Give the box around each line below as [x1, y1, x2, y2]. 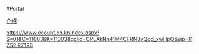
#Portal [6, 5, 24, 12]
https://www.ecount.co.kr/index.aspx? [6, 29, 100, 36]
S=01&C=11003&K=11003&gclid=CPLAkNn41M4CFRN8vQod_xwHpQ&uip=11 [6, 36, 193, 42]
